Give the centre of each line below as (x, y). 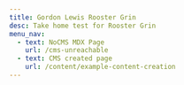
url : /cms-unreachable (67, 50)
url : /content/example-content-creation (100, 67)
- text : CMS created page (65, 58)
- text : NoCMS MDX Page (61, 42)
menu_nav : (27, 34)
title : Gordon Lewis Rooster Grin (73, 17)
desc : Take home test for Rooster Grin (83, 26)
